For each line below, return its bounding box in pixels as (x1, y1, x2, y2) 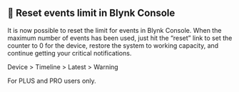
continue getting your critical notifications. (7, 48, 132, 57)
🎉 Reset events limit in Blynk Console (7, 7, 176, 19)
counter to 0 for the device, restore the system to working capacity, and (7, 41, 219, 50)
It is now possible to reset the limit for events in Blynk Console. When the (7, 26, 222, 34)
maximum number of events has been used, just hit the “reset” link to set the (7, 34, 233, 42)
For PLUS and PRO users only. (7, 76, 96, 85)
